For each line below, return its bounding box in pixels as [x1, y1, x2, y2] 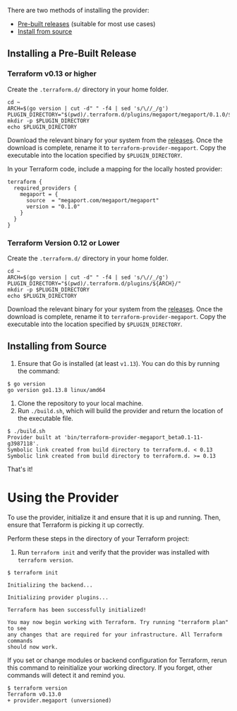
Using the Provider [7, 490, 119, 505]
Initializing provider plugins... [7, 594, 109, 601]
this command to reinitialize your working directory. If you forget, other [7, 663, 213, 671]
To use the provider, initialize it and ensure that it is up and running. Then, [7, 513, 221, 521]
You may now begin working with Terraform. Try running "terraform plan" [7, 618, 229, 625]
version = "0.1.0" [25, 203, 80, 210]
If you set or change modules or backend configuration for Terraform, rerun [7, 656, 227, 664]
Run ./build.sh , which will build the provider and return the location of [17, 406, 224, 415]
